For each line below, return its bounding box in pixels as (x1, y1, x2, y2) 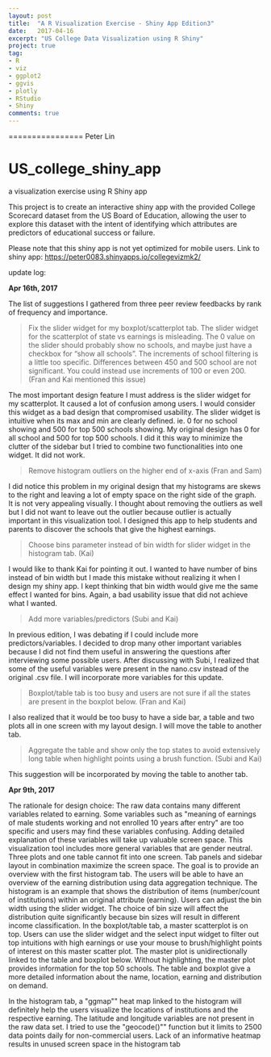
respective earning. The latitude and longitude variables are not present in (8, 1013, 255, 1023)
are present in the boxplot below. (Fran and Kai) (27, 696, 187, 706)
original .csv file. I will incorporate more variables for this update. (8, 672, 224, 682)
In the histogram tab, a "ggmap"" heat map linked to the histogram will (8, 996, 242, 1005)
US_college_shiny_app (8, 160, 161, 178)
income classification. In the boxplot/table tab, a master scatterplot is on (8, 921, 248, 930)
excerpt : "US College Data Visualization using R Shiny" (8, 34, 204, 43)
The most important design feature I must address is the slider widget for (8, 390, 252, 399)
